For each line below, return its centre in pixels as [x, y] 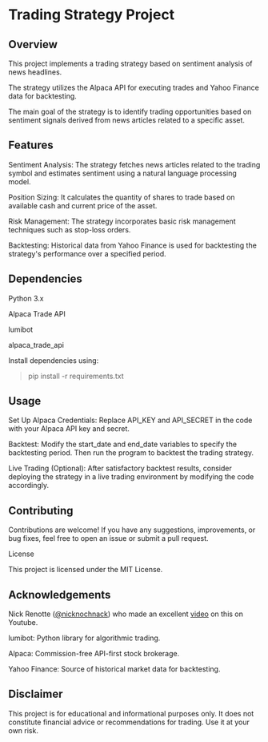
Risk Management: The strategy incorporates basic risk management [122, 221]
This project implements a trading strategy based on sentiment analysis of [130, 63]
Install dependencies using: [54, 360]
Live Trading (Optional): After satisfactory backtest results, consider [120, 468]
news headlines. [35, 72]
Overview [33, 44]
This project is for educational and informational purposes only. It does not [131, 713]
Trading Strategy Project [92, 15]
